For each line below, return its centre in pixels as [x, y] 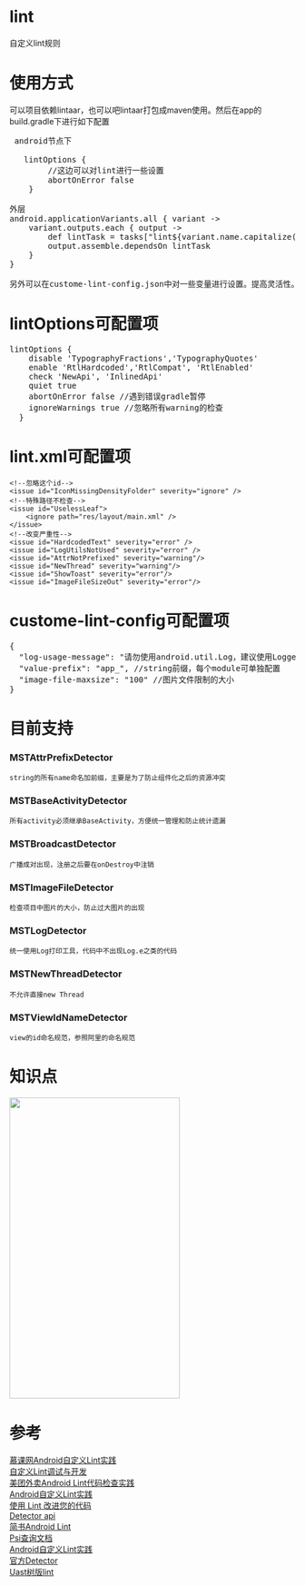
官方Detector [34, 1561]
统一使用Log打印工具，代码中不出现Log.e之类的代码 [93, 951]
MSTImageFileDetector [62, 887]
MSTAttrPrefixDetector [61, 758]
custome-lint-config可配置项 [119, 620]
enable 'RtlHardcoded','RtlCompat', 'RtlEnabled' [141, 367]
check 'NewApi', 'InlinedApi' [96, 376]
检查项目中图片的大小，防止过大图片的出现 [77, 908]
